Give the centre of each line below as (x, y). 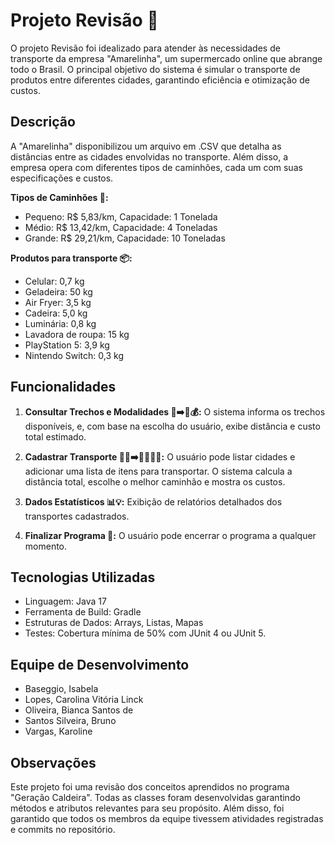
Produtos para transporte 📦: (71, 258)
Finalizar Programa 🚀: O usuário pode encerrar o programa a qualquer (170, 535)
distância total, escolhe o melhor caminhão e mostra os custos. (155, 481)
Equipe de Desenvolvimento (100, 664)
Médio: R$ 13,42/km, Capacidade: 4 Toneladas (121, 227)
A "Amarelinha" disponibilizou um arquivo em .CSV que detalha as (146, 146)
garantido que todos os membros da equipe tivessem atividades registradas (167, 818)
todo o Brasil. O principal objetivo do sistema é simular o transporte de (155, 69)
